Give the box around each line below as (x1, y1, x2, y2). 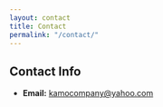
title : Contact (9, 22, 67, 31)
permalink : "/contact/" (9, 30, 100, 39)
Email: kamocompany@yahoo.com (22, 88, 154, 99)
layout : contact (9, 13, 71, 23)
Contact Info (9, 63, 81, 79)
